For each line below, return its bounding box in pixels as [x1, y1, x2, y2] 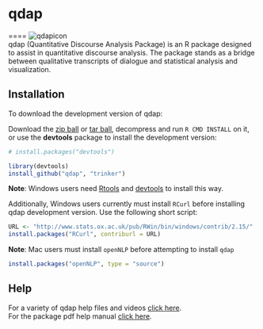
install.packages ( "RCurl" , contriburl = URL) [8, 231, 161, 239]
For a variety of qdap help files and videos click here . [8, 303, 182, 312]
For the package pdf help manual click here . [8, 311, 152, 321]
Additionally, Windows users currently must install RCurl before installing [8, 199, 246, 208]
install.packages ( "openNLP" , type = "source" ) [8, 260, 165, 268]
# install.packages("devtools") [8, 147, 115, 155]
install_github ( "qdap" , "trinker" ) [8, 170, 126, 178]
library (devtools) [8, 162, 69, 170]
